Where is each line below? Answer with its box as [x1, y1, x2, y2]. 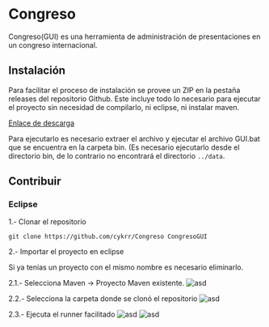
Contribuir [8, 175, 62, 189]
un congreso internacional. [8, 40, 98, 49]
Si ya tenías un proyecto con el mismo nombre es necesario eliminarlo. [8, 262, 244, 272]
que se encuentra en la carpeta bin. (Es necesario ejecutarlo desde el [8, 142, 240, 152]
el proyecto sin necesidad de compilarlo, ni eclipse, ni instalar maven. [8, 102, 240, 112]
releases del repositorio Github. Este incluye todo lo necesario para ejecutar [8, 94, 261, 104]
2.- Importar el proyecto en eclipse [8, 247, 124, 257]
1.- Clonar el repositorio [8, 217, 86, 227]
